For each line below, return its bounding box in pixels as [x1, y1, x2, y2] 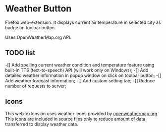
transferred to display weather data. [5, 121, 78, 127]
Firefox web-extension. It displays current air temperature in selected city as [5, 19, 161, 25]
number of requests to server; [5, 83, 66, 89]
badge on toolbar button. [5, 24, 56, 30]
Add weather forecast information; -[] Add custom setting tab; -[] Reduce [5, 77, 155, 83]
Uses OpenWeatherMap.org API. [5, 34, 72, 40]
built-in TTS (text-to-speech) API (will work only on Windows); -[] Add [5, 67, 149, 73]
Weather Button [5, 3, 72, 14]
